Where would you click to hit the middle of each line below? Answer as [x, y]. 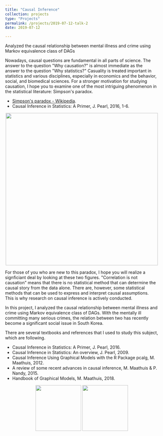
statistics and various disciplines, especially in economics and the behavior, [81, 76]
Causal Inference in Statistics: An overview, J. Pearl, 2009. [71, 353]
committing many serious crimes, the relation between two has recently [77, 318]
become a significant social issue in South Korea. [54, 323]
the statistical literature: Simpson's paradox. [49, 92]
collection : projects [27, 14]
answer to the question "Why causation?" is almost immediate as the [74, 66]
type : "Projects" [23, 19]
